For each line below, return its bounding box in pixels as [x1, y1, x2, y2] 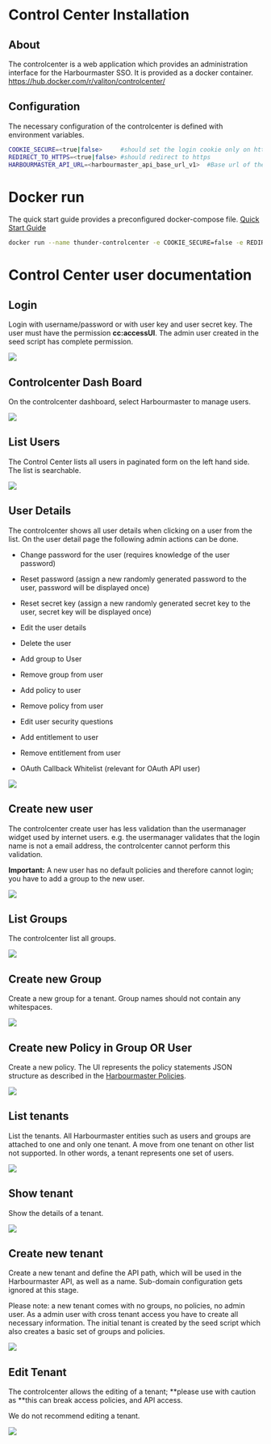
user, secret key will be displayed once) [19, 606, 152, 616]
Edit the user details [19, 623, 87, 632]
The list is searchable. [8, 465, 81, 475]
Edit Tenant [8, 1365, 67, 1379]
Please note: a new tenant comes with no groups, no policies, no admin [8, 1301, 245, 1311]
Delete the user [19, 638, 72, 648]
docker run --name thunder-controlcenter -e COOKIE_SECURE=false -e [8, 239, 244, 247]
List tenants [8, 1109, 69, 1123]
